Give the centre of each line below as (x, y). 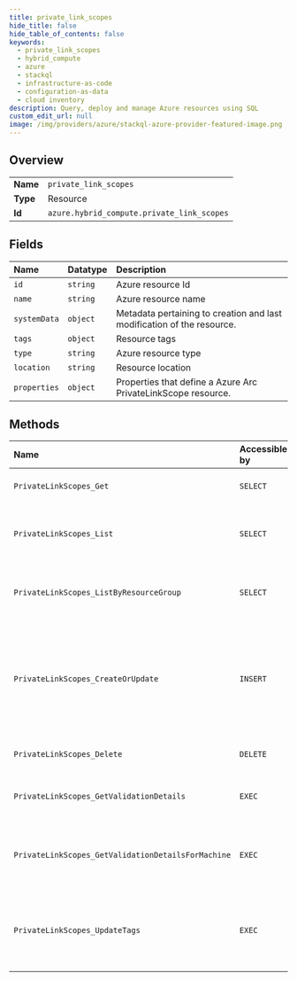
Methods (34, 425)
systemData (36, 319)
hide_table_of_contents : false (67, 34)
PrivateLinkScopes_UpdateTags (77, 930)
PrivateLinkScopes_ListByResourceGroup (97, 593)
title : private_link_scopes (61, 17)
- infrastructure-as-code (65, 83)
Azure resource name (161, 299)
